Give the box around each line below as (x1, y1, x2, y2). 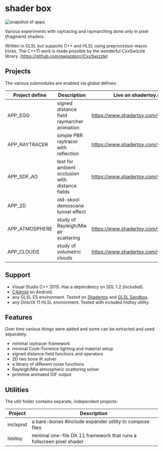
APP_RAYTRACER (7, 141, 49, 148)
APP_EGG (7, 112, 30, 119)
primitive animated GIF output (12, 371, 72, 377)
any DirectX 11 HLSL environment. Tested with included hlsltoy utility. (12, 299, 150, 305)
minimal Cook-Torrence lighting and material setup (12, 346, 114, 352)
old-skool (57, 196, 80, 203)
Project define (13, 92, 47, 98)
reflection (57, 150, 79, 157)
